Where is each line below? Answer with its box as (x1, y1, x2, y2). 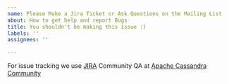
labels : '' (7, 29, 39, 37)
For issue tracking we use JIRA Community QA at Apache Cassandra (7, 62, 207, 70)
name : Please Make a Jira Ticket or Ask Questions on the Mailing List (7, 10, 222, 17)
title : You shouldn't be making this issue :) (7, 23, 147, 30)
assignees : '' (7, 36, 49, 43)
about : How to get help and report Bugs (7, 17, 128, 24)
